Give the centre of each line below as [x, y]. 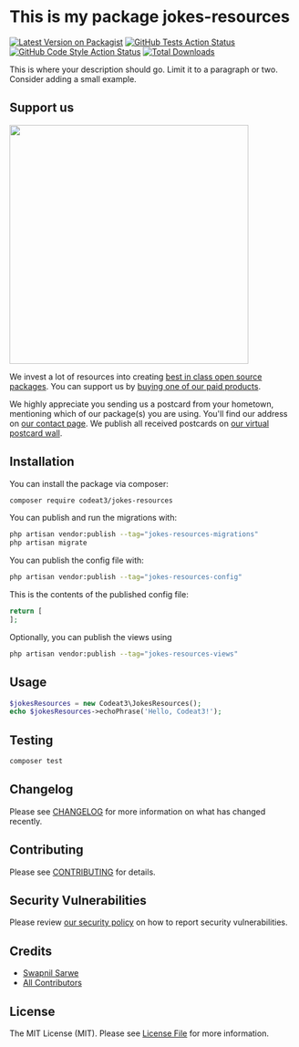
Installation [42, 462]
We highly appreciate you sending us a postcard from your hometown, [142, 404]
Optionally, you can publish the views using [91, 637]
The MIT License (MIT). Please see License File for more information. [139, 1033]
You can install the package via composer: [89, 483]
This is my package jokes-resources [149, 17]
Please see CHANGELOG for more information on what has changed [138, 811]
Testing [31, 740]
